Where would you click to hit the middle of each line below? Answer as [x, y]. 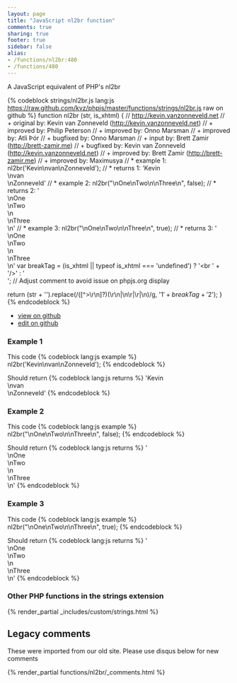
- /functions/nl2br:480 [42, 60]
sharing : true [28, 34]
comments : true [30, 27]
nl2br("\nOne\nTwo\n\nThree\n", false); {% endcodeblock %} [96, 434]
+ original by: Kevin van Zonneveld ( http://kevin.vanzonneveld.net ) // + [110, 123]
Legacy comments [49, 634]
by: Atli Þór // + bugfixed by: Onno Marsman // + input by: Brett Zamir [108, 138]
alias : [17, 54]
